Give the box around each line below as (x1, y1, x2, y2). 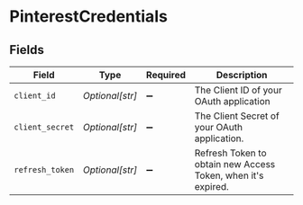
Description (216, 69, 268, 81)
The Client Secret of (194, 110, 280, 122)
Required (145, 69, 187, 81)
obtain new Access (194, 158, 276, 170)
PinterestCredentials (9, 6, 169, 27)
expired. (194, 181, 230, 192)
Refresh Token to (194, 147, 267, 159)
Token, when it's (194, 169, 264, 182)
